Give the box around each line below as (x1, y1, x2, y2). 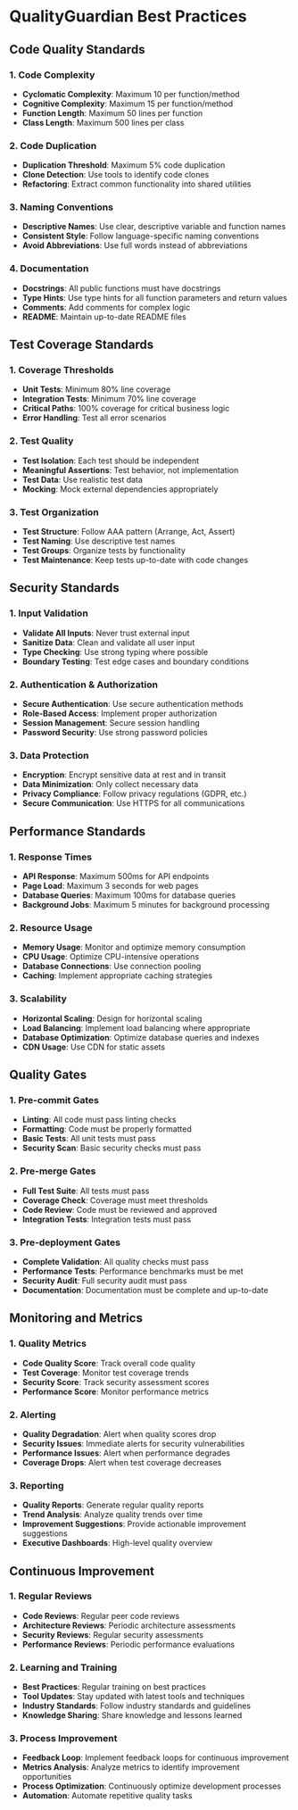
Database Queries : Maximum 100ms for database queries (21, 890, 236, 901)
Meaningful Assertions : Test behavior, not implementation (21, 464, 239, 475)
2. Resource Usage (9, 921, 94, 934)
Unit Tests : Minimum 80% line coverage (21, 384, 171, 394)
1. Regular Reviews (9, 1590, 92, 1603)
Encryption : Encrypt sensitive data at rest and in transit (21, 769, 226, 780)
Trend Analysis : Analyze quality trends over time (21, 1509, 203, 1520)
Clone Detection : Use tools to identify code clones (21, 170, 210, 180)
